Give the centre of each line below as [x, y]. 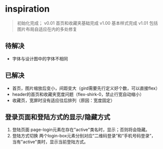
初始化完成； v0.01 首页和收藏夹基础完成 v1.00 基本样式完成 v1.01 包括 [87, 23]
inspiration [27, 9]
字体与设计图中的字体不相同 [40, 58]
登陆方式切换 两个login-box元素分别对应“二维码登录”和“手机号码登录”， [84, 136]
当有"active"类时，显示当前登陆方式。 [50, 142]
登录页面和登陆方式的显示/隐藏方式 [58, 117]
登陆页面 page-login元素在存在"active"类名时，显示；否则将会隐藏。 [81, 130]
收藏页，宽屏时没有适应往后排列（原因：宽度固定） [63, 100]
